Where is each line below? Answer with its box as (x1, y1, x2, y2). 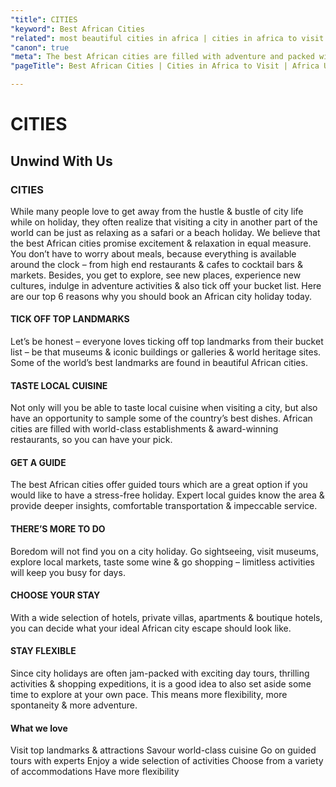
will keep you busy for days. (10, 566, 126, 578)
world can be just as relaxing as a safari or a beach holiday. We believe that (10, 226, 321, 238)
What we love (10, 722, 68, 734)
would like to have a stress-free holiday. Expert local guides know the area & (10, 489, 325, 501)
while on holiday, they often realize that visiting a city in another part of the (10, 216, 318, 228)
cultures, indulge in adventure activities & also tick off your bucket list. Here (10, 279, 322, 291)
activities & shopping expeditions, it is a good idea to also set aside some (10, 678, 312, 690)
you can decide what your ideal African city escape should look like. (10, 622, 292, 634)
